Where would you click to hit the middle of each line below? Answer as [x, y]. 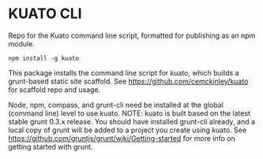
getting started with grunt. [51, 146]
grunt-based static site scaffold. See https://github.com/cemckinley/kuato [128, 81]
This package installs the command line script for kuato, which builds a [124, 72]
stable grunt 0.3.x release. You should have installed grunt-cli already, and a [131, 121]
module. [22, 43]
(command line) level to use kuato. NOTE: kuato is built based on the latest [130, 113]
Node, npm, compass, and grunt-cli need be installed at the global [116, 105]
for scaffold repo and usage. [54, 89]
